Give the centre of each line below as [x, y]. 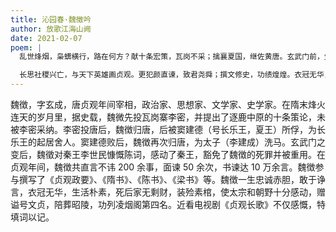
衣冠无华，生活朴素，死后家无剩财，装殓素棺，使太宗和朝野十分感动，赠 [176, 192]
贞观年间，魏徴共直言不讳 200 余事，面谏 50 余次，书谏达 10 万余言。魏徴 [163, 167]
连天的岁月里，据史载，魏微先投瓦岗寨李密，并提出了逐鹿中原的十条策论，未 [168, 117]
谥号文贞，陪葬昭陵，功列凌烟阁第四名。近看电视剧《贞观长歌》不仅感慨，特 [168, 204]
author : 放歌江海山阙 [51, 29]
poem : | [26, 47]
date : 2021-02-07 [46, 38]
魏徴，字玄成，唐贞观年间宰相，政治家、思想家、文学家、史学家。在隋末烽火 [168, 104]
